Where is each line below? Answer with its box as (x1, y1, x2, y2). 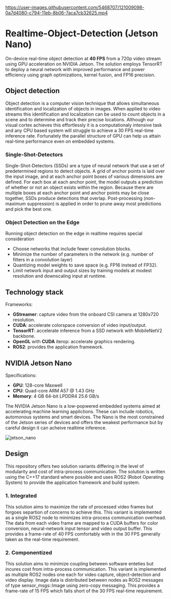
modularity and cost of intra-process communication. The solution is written (5, 468, 165, 475)
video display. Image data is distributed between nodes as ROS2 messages (5, 577, 163, 583)
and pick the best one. (5, 206, 53, 212)
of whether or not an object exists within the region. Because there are (5, 184, 154, 191)
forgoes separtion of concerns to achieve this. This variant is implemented (5, 509, 162, 516)
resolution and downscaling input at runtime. (12, 273, 107, 279)
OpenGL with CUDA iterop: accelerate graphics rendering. (12, 339, 136, 345)
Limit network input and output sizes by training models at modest (12, 268, 152, 274)
